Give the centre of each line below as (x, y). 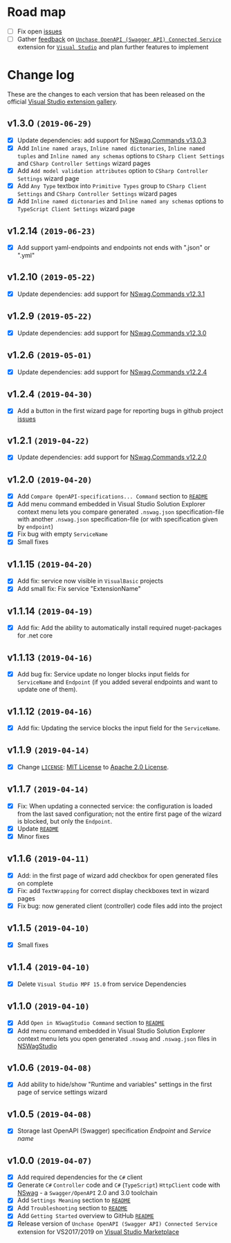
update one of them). (47, 690)
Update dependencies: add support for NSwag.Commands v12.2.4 (112, 372)
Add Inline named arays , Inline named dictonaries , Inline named (111, 148)
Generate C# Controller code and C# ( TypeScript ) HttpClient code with (119, 1185)
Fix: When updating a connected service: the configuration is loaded (115, 806)
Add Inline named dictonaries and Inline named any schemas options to (120, 201)
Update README (38, 828)
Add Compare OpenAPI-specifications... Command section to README (112, 497)
